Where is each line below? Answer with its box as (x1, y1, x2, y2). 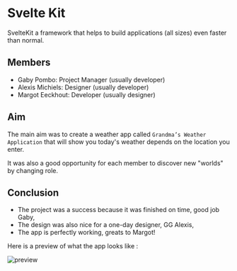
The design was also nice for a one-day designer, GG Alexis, (17, 221, 195, 229)
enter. (7, 145, 25, 153)
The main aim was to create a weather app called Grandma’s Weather (7, 130, 207, 138)
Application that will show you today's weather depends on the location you (7, 137, 230, 146)
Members (7, 57, 51, 69)
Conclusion (7, 187, 59, 199)
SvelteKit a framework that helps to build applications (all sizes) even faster (7, 28, 227, 37)
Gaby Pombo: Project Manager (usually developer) (17, 75, 166, 84)
